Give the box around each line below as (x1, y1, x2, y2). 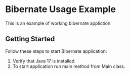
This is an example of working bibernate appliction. (5, 20, 112, 26)
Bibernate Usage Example (5, 4, 116, 15)
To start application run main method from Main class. (12, 63, 125, 69)
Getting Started (5, 35, 55, 43)
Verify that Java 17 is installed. (12, 58, 76, 64)
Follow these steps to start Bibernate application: (5, 48, 107, 54)
